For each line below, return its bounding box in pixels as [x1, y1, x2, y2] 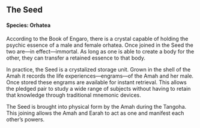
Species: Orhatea [6, 21, 51, 29]
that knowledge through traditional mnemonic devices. [6, 91, 141, 99]
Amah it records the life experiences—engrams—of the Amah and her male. [6, 72, 194, 79]
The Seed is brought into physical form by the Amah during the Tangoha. [6, 103, 187, 110]
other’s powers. [6, 115, 45, 123]
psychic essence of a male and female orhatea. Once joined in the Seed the [6, 41, 193, 49]
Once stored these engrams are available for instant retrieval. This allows [6, 78, 187, 86]
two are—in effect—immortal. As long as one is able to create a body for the [6, 47, 195, 55]
